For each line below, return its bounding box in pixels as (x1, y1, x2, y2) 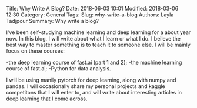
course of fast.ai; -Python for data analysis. (6, 65, 111, 72)
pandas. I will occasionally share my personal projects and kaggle (6, 83, 166, 90)
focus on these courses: (6, 48, 65, 55)
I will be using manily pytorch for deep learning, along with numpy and (6, 76, 176, 83)
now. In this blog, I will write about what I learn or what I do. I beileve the (6, 35, 181, 42)
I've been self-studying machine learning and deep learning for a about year (6, 29, 191, 36)
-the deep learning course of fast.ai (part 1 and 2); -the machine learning (6, 59, 182, 66)
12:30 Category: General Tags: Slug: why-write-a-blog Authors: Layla (6, 11, 174, 18)
